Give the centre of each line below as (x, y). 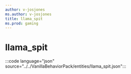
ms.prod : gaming (22, 23)
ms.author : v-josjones (28, 14)
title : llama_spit (24, 19)
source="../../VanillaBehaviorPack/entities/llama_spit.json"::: (66, 66)
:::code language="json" (30, 61)
